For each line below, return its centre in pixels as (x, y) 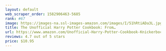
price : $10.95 (20, 41)
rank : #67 (15, 18)
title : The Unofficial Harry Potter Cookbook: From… (61, 28)
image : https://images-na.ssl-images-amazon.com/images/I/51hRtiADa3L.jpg (84, 23)
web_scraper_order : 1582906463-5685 (43, 14)
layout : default (22, 9)
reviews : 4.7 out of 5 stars (35, 37)
